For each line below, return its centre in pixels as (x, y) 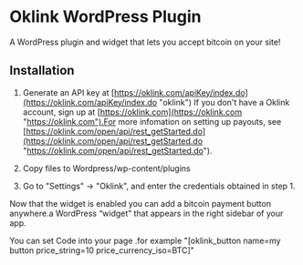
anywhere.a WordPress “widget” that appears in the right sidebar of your (146, 213)
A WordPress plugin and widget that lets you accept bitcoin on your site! (145, 42)
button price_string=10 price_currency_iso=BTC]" (102, 250)
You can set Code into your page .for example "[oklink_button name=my (145, 240)
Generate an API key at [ (68, 92)
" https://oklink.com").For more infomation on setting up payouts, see (152, 121)
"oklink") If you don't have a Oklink (225, 102)
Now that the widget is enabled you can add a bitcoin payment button (141, 203)
